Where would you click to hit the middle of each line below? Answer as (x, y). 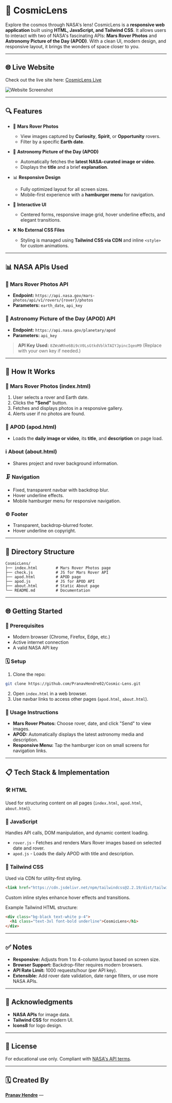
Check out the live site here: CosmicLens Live (53, 80)
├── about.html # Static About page (52, 586)
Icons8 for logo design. (37, 1025)
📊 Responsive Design (37, 177)
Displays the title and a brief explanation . (64, 167)
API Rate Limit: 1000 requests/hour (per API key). (65, 970)
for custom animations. (45, 245)
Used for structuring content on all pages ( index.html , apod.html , (74, 803)
